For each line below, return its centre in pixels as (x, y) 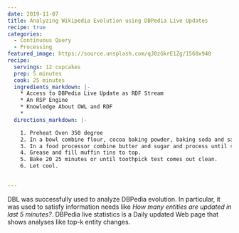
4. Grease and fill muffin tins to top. (81, 153)
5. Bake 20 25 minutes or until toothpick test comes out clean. (119, 160)
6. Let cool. (39, 166)
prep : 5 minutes (38, 73)
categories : (25, 34)
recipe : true (27, 27)
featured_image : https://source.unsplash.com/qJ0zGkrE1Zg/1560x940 (110, 54)
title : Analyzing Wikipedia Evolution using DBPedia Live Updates (108, 21)
